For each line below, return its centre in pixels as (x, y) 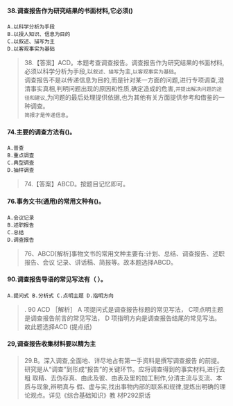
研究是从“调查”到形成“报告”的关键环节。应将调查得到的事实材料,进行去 (124, 369)
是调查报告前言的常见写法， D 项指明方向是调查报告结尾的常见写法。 (122, 318)
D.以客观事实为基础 (31, 49)
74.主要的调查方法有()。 (42, 132)
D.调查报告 (21, 240)
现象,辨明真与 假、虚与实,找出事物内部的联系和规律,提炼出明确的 (128, 387)
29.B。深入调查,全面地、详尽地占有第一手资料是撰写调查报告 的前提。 (123, 361)
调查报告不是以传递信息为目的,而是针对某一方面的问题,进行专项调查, (121, 80)
